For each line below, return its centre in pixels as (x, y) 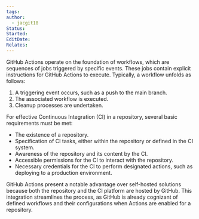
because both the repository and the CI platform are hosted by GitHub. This (99, 190)
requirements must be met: (39, 123)
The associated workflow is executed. (62, 98)
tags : (13, 12)
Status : (16, 28)
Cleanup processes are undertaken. (59, 105)
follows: (16, 81)
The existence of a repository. (52, 134)
